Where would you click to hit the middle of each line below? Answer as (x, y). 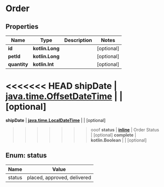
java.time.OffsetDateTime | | (64, 96)
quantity (18, 64)
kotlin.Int (44, 64)
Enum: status (26, 156)
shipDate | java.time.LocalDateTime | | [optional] (56, 120)
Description (78, 40)
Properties (22, 27)
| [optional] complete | (114, 135)
